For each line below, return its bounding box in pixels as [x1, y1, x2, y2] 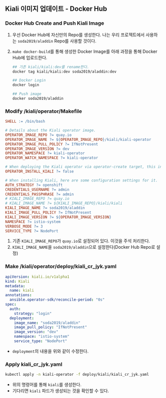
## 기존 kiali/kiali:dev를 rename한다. [12, 64, 89, 69]
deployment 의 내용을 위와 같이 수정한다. [12, 348, 89, 354]
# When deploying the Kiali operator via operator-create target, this [5, 165, 156, 170]
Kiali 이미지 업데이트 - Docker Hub [5, 4, 107, 13]
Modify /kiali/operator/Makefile [5, 108, 83, 115]
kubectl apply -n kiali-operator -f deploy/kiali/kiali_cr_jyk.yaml [5, 372, 149, 377]
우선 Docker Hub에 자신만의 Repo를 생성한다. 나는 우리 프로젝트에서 [12, 32, 145, 38]
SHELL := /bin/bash [5, 119, 45, 124]
